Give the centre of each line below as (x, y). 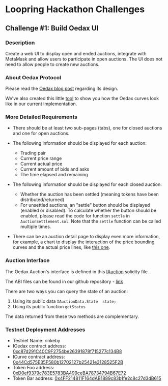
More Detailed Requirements (41, 117)
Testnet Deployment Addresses (45, 330)
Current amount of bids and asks (55, 169)
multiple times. (36, 227)
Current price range (41, 158)
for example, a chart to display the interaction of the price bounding (83, 242)
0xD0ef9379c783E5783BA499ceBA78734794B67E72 (69, 373)
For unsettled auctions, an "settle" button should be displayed (85, 205)
